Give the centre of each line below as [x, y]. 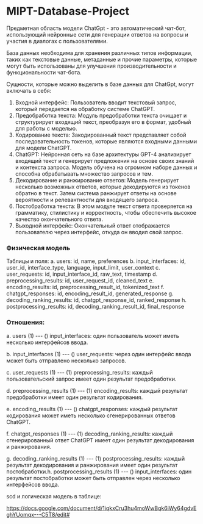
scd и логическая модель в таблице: [54, 496]
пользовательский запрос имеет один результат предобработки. [91, 379]
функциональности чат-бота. [44, 72]
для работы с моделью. [46, 128]
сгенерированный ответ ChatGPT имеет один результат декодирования [100, 440]
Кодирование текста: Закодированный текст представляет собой [101, 135]
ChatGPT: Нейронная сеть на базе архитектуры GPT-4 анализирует [103, 154]
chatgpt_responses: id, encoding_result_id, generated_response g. [90, 293]
